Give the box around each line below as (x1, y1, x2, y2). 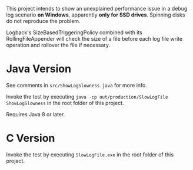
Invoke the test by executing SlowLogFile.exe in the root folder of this (6, 151, 174, 158)
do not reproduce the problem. (6, 18, 81, 24)
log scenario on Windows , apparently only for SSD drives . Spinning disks (6, 11, 185, 18)
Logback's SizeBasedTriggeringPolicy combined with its (6, 29, 142, 36)
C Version (6, 132, 55, 145)
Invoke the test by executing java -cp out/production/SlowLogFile (6, 93, 168, 100)
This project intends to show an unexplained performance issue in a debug (6, 5, 188, 12)
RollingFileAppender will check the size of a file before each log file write (6, 35, 183, 42)
